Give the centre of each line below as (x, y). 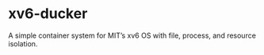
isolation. (23, 43)
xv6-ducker (48, 14)
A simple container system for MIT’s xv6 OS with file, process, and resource (132, 35)
